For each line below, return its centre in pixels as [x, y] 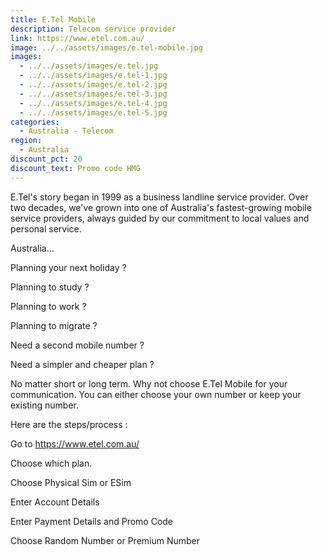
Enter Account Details [55, 502]
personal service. [46, 228]
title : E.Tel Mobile [53, 19]
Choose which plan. [51, 463]
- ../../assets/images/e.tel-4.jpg [93, 103]
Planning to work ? [48, 306]
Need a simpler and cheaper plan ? [82, 364]
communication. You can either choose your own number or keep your [156, 394]
